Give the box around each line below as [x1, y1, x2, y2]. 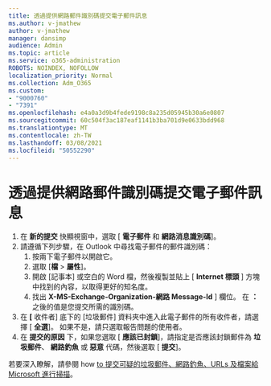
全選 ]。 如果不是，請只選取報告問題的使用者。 [33, 322, 187, 332]
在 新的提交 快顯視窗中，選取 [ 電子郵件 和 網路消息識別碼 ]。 [19, 232, 221, 241]
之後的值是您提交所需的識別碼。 [31, 302, 138, 312]
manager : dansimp [8, 34, 67, 43]
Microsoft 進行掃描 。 [8, 369, 78, 379]
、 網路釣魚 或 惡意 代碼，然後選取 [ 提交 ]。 [41, 343, 186, 352]
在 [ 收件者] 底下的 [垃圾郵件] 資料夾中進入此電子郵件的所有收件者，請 [19, 312, 253, 322]
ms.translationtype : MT [8, 124, 88, 132]
